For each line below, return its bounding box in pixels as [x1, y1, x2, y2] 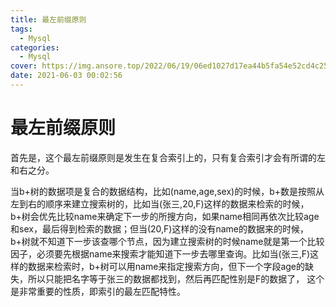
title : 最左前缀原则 [10, 14, 87, 25]
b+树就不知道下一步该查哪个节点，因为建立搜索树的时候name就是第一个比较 [10, 235, 325, 247]
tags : [10, 24, 33, 34]
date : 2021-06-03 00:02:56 [10, 71, 123, 81]
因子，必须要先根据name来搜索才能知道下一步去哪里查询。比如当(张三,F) [10, 247, 311, 260]
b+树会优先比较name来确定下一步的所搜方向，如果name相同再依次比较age [10, 210, 320, 222]
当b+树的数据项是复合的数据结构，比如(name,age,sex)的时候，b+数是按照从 [10, 185, 325, 197]
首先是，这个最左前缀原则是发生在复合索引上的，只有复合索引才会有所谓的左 [10, 151, 326, 163]
